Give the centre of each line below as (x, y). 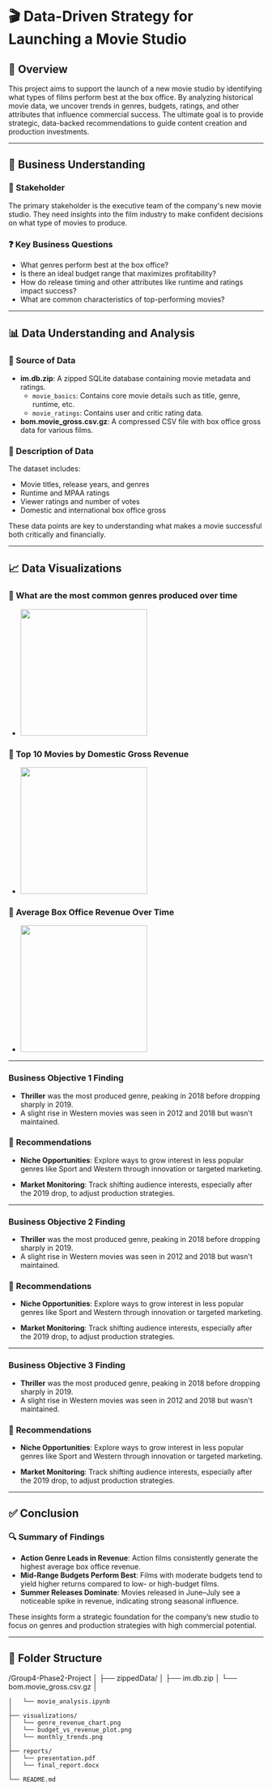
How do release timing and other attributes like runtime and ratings (132, 282)
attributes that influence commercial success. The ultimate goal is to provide (136, 114)
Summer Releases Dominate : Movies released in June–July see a (130, 1592)
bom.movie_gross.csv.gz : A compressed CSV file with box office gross (140, 421)
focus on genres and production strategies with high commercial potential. (133, 1625)
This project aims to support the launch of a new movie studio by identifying (135, 88)
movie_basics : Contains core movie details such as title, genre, (136, 396)
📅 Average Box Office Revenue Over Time (91, 912)
